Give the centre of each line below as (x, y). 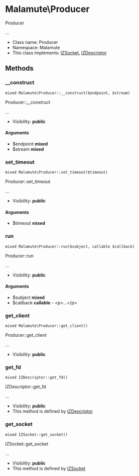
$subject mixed (28, 297)
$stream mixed (28, 149)
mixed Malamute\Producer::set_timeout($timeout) (57, 173)
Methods (19, 68)
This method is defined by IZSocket (49, 468)
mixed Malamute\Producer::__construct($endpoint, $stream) (68, 93)
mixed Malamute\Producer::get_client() (47, 326)
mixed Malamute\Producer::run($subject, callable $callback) (70, 246)
